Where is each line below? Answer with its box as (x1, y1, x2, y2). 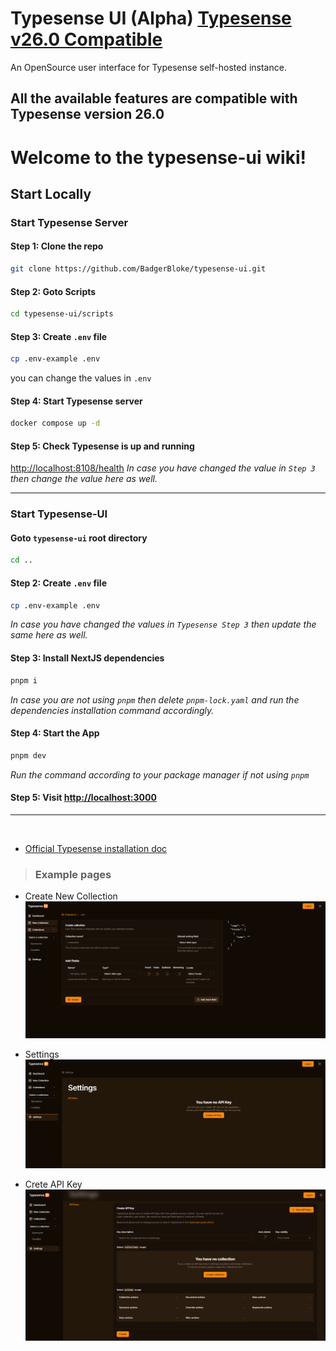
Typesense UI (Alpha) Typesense (10, 7, 292, 30)
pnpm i (10, 675, 38, 686)
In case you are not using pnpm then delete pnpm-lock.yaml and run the (10, 693, 300, 706)
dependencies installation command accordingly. (10, 704, 215, 716)
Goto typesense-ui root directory (10, 532, 148, 544)
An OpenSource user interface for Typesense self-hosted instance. (10, 61, 287, 73)
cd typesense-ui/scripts (10, 309, 114, 319)
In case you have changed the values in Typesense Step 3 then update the (10, 618, 317, 631)
